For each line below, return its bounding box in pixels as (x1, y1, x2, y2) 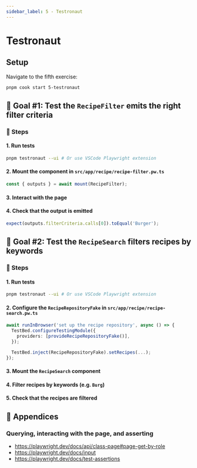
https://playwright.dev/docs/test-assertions (14, 455, 121, 462)
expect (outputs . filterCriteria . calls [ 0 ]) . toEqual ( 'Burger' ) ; (6, 220, 159, 226)
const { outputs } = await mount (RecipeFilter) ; (6, 181, 128, 187)
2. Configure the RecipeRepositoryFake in (6, 304, 107, 311)
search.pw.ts (6, 310, 38, 316)
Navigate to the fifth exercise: (6, 73, 78, 80)
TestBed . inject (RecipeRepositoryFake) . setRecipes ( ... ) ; (11, 349, 151, 355)
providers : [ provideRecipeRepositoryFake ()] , (16, 333, 131, 339)
